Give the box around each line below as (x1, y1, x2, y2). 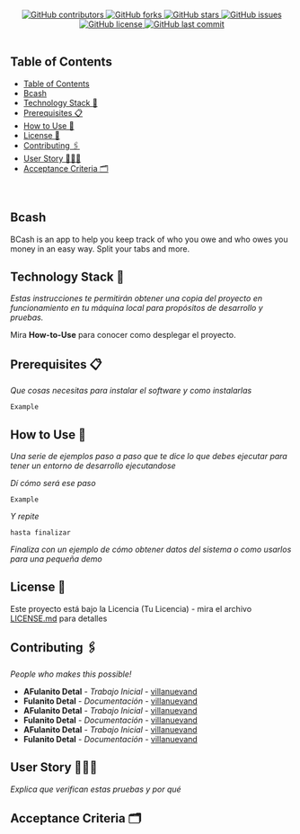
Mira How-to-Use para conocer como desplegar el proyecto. (10, 330, 236, 341)
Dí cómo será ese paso (10, 478, 97, 489)
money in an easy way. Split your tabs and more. (10, 243, 190, 254)
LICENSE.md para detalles (10, 613, 108, 624)
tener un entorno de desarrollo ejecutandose (10, 460, 176, 471)
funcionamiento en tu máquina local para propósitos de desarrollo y (10, 303, 263, 314)
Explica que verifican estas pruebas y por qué (10, 784, 182, 794)
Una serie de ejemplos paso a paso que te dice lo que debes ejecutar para (10, 451, 288, 462)
